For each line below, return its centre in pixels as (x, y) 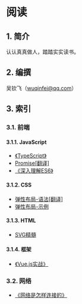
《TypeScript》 (31, 156)
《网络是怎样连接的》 (41, 295)
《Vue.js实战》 (31, 264)
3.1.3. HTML (21, 221)
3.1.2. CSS (19, 185)
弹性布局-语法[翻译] (39, 199)
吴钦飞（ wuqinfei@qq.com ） (42, 88)
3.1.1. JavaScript (26, 142)
